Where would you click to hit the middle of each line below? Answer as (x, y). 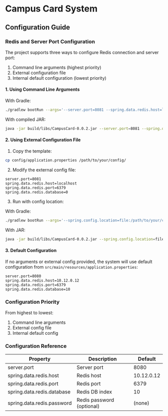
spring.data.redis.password (40, 403)
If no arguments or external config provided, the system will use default (79, 262)
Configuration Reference (36, 346)
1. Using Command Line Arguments (42, 89)
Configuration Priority (32, 302)
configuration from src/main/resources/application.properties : (72, 267)
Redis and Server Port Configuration (50, 42)
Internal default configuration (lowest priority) (59, 78)
